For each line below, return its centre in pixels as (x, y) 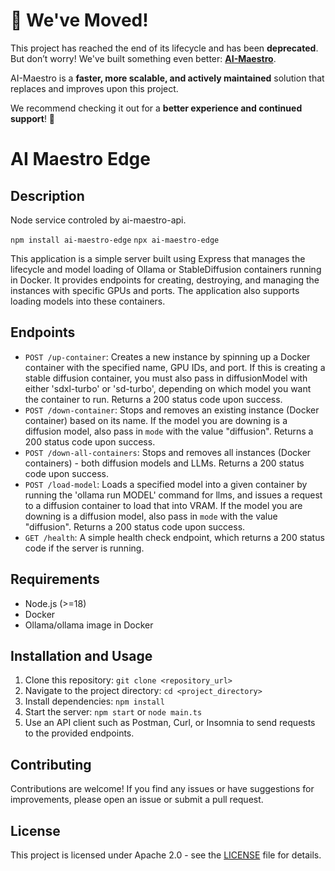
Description (47, 195)
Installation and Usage (81, 655)
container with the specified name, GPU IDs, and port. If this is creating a (175, 367)
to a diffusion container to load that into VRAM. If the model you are (163, 505)
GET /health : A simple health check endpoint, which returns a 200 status (174, 537)
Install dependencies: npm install (94, 701)
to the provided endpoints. (79, 733)
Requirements (55, 579)
